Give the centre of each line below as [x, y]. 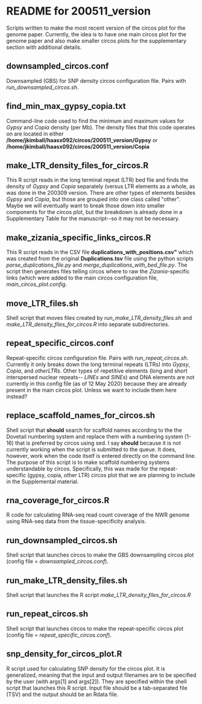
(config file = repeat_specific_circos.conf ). [59, 635]
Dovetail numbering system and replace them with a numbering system [95, 436]
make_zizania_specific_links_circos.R [79, 237]
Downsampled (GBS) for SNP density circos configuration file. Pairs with [96, 80]
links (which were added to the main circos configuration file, [82, 278]
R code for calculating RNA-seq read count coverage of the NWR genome [98, 515]
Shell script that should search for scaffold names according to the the [94, 430]
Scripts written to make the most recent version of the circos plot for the [96, 28]
